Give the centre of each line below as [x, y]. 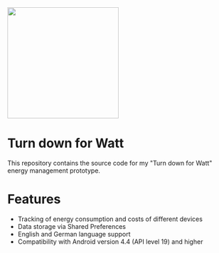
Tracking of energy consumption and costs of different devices [110, 219]
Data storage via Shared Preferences [72, 226]
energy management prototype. [54, 171]
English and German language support [74, 234]
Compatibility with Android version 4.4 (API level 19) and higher [110, 242]
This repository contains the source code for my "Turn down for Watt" [110, 163]
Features [34, 199]
